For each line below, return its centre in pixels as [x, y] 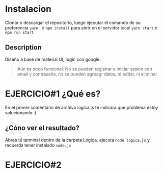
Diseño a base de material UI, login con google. [53, 59]
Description [23, 48]
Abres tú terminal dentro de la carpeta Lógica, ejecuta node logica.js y [77, 140]
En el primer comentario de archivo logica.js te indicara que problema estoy [81, 107]
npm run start [20, 32]
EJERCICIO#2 [33, 165]
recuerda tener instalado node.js [38, 145]
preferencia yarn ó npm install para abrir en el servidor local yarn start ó [81, 27]
